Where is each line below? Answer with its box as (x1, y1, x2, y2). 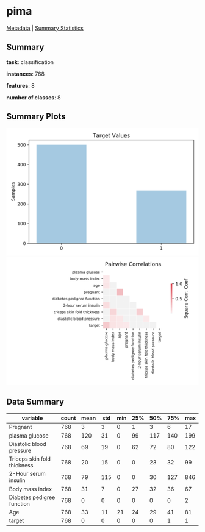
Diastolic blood (9, 440, 47, 447)
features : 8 (6, 82, 35, 89)
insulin (9, 477, 26, 484)
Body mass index (9, 485, 52, 492)
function (9, 500, 31, 507)
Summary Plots (6, 112, 66, 122)
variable (21, 414, 43, 422)
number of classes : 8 (6, 93, 61, 101)
